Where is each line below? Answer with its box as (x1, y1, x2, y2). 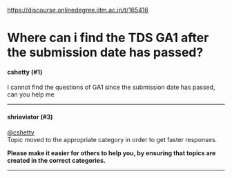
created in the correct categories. (7, 156, 106, 164)
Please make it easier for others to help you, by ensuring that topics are (7, 148, 216, 157)
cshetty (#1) (7, 68, 43, 76)
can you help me (7, 90, 55, 99)
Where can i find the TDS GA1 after (7, 30, 209, 46)
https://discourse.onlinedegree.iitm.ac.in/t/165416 (7, 6, 148, 14)
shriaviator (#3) (7, 112, 53, 121)
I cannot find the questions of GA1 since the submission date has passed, (7, 83, 215, 92)
